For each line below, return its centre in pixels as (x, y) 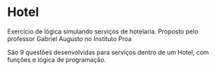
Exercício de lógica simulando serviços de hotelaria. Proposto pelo (103, 31)
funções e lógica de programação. (57, 59)
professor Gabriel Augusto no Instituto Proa (70, 38)
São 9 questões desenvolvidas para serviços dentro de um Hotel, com (108, 52)
